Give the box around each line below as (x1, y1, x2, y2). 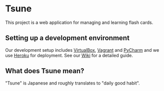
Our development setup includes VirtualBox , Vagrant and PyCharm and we (5, 47, 159, 53)
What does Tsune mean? (5, 67, 84, 75)
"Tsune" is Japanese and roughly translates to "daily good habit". (5, 80, 140, 86)
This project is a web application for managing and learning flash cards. (5, 19, 153, 25)
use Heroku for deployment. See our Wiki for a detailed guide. (5, 52, 133, 58)
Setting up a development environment (5, 34, 130, 42)
